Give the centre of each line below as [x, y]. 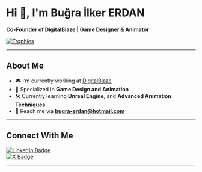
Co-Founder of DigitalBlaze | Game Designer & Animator [78, 29]
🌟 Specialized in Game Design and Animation [72, 89]
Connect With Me [40, 136]
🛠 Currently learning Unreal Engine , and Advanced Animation [93, 96]
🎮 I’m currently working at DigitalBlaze [63, 81]
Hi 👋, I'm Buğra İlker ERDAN [76, 13]
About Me [25, 66]
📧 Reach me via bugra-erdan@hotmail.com [70, 111]
